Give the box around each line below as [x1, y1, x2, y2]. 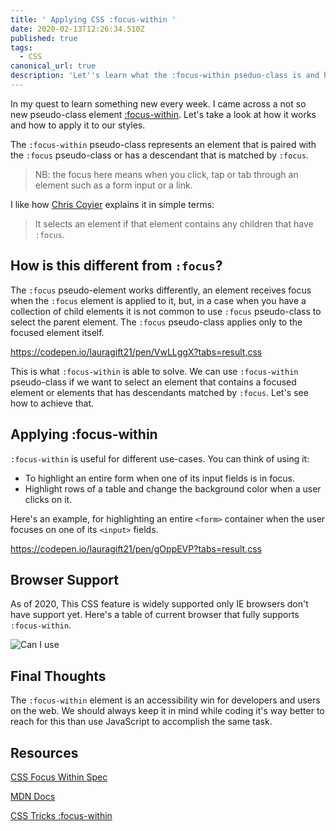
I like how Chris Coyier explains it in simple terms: [10, 198, 215, 210]
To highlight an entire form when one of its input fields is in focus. [24, 472, 296, 484]
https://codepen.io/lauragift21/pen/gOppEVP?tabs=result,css [10, 542, 262, 555]
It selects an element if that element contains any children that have [34, 217, 314, 230]
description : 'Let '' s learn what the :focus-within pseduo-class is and [10, 71, 320, 81]
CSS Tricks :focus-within [10, 809, 113, 821]
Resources [10, 744, 79, 761]
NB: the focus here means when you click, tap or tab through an [34, 168, 299, 180]
